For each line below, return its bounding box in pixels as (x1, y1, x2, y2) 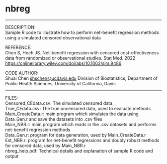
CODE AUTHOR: (5, 70, 39, 76)
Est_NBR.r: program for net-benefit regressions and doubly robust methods (5, 137, 160, 143)
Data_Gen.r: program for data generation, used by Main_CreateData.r (5, 132, 146, 138)
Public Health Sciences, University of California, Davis (5, 80, 116, 86)
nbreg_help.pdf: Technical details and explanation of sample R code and (5, 148, 153, 154)
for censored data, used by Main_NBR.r (5, 143, 86, 149)
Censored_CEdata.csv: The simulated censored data (5, 100, 113, 106)
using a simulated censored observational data (5, 34, 101, 40)
